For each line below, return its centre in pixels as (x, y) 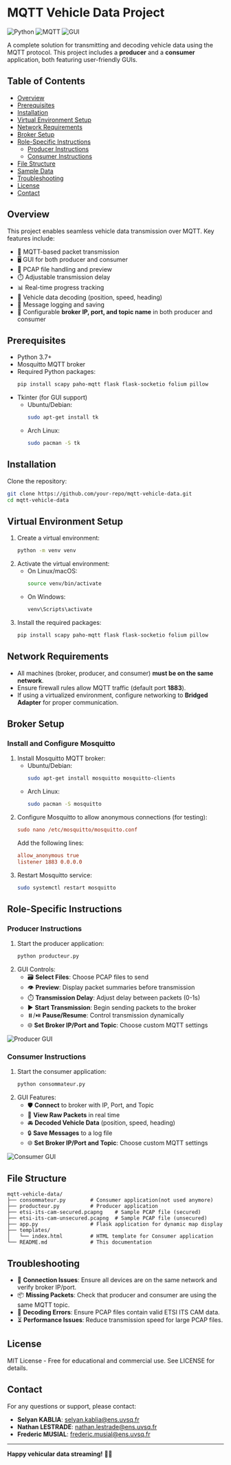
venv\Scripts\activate (60, 610)
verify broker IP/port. (47, 1287)
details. (18, 1368)
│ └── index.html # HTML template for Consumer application (110, 1236)
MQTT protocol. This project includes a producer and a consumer (101, 52)
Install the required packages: (59, 623)
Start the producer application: (60, 944)
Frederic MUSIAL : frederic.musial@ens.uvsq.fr (84, 1434)
